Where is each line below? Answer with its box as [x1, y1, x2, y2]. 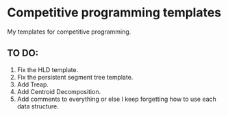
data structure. [16, 102, 60, 111]
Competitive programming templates [7, 5, 222, 21]
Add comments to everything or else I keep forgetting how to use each [16, 95, 217, 103]
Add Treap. [16, 80, 49, 89]
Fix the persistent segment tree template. [16, 73, 134, 81]
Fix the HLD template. [16, 65, 79, 73]
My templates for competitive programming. [7, 27, 131, 36]
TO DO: [7, 47, 39, 59]
